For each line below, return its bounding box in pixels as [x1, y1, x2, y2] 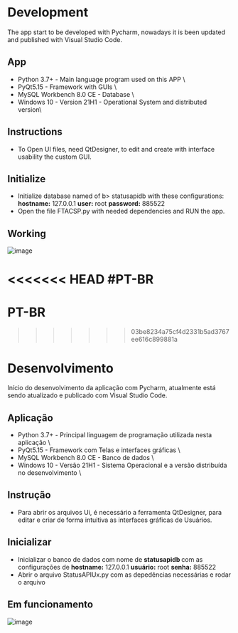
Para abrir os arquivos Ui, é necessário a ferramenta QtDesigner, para [17, 508, 222, 516]
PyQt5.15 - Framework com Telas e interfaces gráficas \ [17, 446, 180, 454]
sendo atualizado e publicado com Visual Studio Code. [7, 391, 168, 399]
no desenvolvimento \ [17, 469, 82, 477]
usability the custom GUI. [17, 152, 92, 161]
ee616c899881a [131, 335, 178, 344]
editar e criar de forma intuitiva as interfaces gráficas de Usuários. [17, 516, 212, 524]
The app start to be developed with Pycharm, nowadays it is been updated [7, 28, 226, 36]
